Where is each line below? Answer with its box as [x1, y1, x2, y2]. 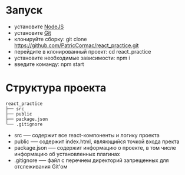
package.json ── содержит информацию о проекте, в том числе [14, 144, 176, 151]
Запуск [5, 4, 43, 17]
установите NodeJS [14, 23, 64, 30]
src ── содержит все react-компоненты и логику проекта [14, 131, 160, 138]
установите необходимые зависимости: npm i [14, 54, 130, 61]
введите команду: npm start [14, 60, 84, 68]
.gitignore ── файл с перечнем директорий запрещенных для [14, 157, 169, 164]
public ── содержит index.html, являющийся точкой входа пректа [14, 138, 180, 145]
